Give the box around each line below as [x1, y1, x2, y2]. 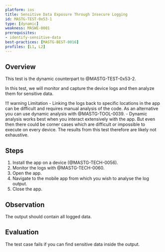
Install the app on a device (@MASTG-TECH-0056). [12, 160, 118, 166]
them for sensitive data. [5, 90, 54, 97]
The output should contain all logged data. [5, 214, 92, 220]
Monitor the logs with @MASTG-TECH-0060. [12, 165, 105, 171]
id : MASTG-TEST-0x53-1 [5, 16, 52, 21]
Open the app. [12, 170, 42, 176]
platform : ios [5, 7, 35, 12]
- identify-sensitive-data [5, 35, 61, 40]
